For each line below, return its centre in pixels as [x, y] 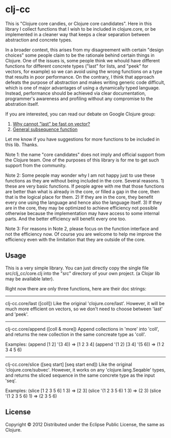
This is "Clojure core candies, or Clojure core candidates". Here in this [79, 24]
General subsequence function [45, 129]
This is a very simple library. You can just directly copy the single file [77, 268]
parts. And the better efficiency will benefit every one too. [66, 219]
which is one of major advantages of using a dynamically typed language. [83, 87]
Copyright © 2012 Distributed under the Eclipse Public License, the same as [85, 424]
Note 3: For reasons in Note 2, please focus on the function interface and [82, 228]
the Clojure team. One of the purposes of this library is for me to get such [82, 160]
